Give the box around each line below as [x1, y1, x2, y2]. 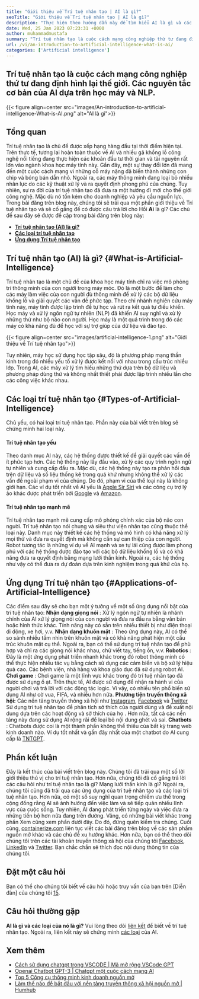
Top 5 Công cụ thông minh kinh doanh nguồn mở [14, 974, 135, 981]
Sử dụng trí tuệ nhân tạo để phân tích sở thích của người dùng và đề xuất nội [6, 704, 193, 711]
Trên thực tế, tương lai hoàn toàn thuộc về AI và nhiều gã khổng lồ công [6, 149, 181, 156]
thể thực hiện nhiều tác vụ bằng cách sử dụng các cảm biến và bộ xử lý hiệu [6, 659, 193, 667]
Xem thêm [6, 946, 46, 956]
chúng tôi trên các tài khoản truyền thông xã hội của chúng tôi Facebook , [6, 837, 185, 845]
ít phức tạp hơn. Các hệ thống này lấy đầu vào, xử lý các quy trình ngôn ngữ [6, 458, 191, 465]
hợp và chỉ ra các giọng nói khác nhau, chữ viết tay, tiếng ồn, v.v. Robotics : [6, 647, 191, 654]
